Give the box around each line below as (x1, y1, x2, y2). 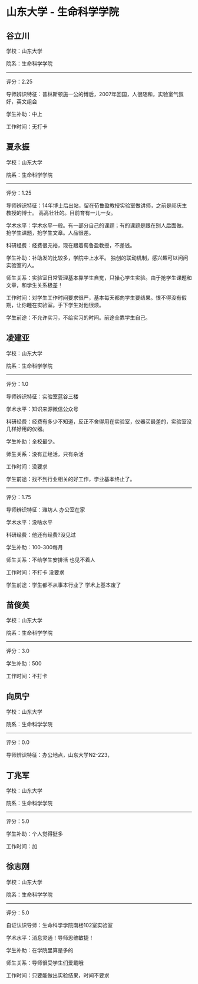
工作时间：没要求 (6, 463, 48, 470)
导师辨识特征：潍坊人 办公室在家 (6, 506, 85, 513)
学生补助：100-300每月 (6, 543, 63, 550)
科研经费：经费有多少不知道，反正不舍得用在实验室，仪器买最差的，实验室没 (6, 418, 192, 425)
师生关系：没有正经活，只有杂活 (6, 450, 84, 457)
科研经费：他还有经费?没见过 (6, 531, 77, 538)
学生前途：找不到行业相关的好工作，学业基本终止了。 (6, 475, 136, 483)
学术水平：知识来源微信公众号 (6, 405, 78, 412)
